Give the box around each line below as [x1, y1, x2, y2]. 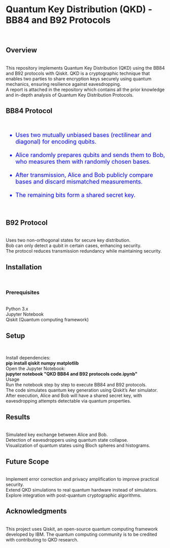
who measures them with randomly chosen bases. [15, 158, 151, 165]
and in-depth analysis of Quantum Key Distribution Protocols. [6, 92, 134, 98]
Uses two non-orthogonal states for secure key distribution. [6, 237, 131, 243]
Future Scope [6, 457, 49, 466]
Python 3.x [6, 306, 28, 312]
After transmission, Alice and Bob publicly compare [15, 171, 154, 178]
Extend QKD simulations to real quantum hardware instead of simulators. [6, 486, 158, 493]
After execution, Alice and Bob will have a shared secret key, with [6, 392, 143, 399]
